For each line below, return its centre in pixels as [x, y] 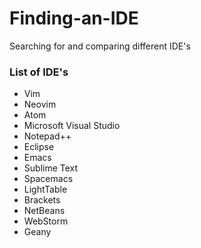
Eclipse [39, 147]
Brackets [42, 200]
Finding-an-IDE [74, 18]
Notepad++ [47, 136]
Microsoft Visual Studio [72, 126]
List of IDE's [39, 72]
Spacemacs [48, 179]
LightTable [45, 189]
